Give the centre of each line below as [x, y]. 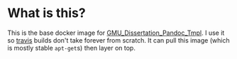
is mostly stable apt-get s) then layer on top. [72, 48]
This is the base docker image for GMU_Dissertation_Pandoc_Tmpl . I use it [116, 33]
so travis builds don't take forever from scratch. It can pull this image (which [118, 40]
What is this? [47, 13]
